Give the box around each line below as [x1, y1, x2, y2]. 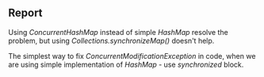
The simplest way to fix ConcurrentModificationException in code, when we [8, 51, 256, 60]
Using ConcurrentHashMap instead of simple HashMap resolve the [8, 27, 228, 37]
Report [8, 6, 43, 20]
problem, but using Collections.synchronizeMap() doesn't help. [8, 36, 215, 45]
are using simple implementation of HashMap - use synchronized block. [8, 60, 244, 69]
